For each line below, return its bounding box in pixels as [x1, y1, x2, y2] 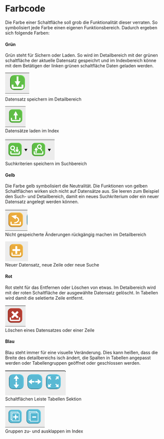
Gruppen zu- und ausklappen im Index [5, 428, 83, 434]
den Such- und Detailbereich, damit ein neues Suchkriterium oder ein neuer [5, 194, 159, 200]
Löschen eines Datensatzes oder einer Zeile [5, 327, 95, 333]
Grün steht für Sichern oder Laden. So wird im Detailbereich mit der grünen [5, 53, 158, 58]
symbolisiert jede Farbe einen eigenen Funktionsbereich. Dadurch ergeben [5, 24, 158, 30]
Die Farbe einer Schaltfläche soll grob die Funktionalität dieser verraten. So [5, 19, 158, 25]
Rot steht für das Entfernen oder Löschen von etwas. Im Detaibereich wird [5, 284, 156, 290]
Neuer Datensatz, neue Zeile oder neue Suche [5, 262, 100, 268]
